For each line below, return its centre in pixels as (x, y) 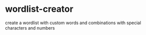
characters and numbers (30, 28)
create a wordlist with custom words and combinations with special (73, 23)
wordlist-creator (39, 9)
